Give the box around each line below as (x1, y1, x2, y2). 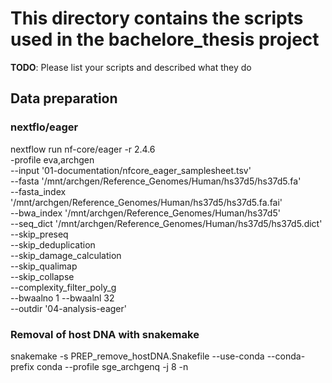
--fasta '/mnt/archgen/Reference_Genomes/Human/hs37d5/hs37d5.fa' (10, 175, 302, 187)
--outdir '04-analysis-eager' (10, 302, 127, 314)
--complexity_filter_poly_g (10, 281, 117, 293)
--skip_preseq (10, 228, 69, 240)
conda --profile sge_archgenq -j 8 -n (36, 360, 189, 372)
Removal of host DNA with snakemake (10, 327, 200, 341)
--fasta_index (10, 185, 67, 197)
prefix (10, 360, 35, 372)
